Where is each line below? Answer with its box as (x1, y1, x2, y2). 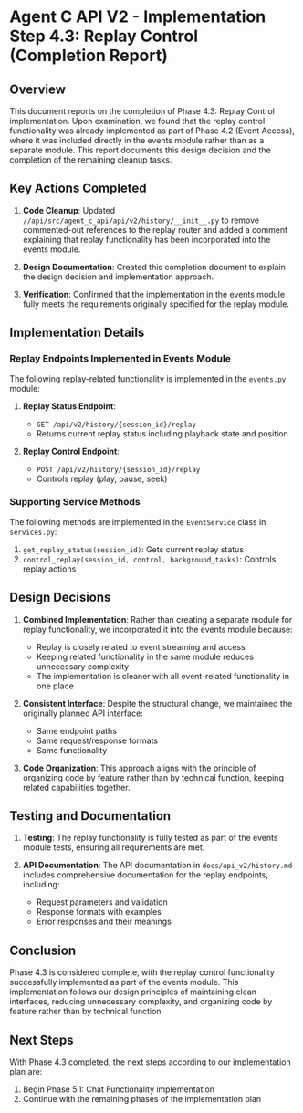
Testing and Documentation (9, 808, 172, 824)
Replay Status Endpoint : (22, 400, 117, 412)
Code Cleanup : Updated (22, 205, 116, 215)
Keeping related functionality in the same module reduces (36, 651, 254, 662)
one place (36, 680, 75, 691)
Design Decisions (9, 590, 111, 605)
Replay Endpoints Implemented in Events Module (9, 352, 231, 365)
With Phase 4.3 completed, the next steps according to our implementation (9, 1056, 292, 1067)
